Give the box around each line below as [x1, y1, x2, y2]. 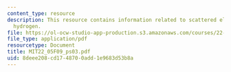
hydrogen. [13, 23, 41, 29]
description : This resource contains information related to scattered [7, 16, 217, 23]
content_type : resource [7, 10, 76, 17]
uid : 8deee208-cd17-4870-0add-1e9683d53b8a [7, 55, 134, 62]
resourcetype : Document [7, 42, 76, 49]
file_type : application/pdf [7, 36, 88, 43]
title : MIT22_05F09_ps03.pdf [7, 49, 91, 56]
